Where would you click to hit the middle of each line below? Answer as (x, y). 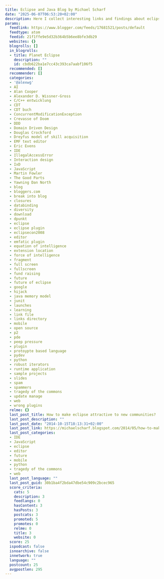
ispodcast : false (27, 547)
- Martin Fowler (26, 174)
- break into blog (28, 196)
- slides (18, 378)
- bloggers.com (25, 191)
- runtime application (32, 369)
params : (13, 23)
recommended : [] (26, 69)
